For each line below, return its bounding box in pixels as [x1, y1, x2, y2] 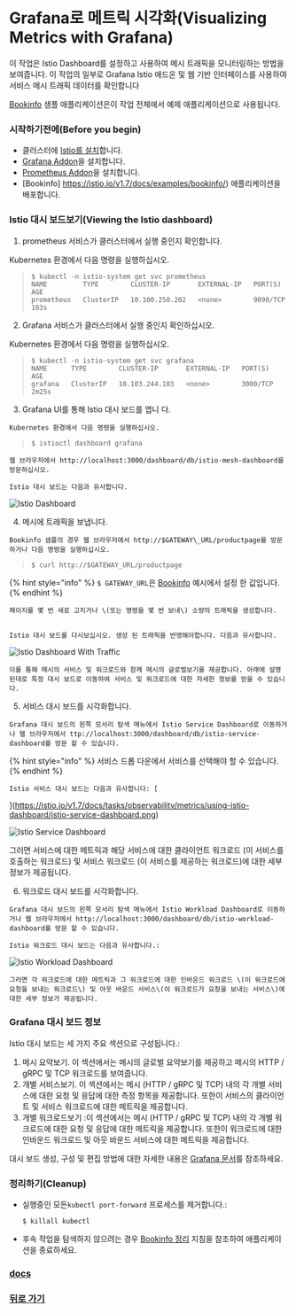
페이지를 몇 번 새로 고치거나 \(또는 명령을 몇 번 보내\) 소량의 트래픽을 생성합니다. [9, 606, 277, 615]
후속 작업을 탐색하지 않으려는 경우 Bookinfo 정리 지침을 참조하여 [21, 1233, 244, 1245]
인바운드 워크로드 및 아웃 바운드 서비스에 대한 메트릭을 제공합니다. [21, 1134, 250, 1145]
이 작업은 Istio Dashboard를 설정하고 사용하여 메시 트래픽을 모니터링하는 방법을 [9, 58, 284, 68]
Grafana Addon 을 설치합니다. [21, 156, 126, 167]
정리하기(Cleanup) [9, 1177, 87, 1190]
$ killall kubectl [21, 1217, 90, 1226]
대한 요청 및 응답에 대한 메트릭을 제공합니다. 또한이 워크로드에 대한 [52, 1123, 283, 1134]
